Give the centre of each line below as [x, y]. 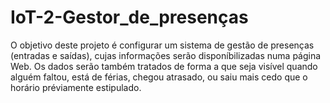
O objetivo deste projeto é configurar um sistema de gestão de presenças [162, 45]
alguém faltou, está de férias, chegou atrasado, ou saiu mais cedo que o [159, 77]
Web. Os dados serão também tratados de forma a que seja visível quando [164, 66]
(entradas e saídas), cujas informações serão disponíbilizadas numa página [166, 55]
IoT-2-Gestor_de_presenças [129, 17]
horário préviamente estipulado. [76, 87]
